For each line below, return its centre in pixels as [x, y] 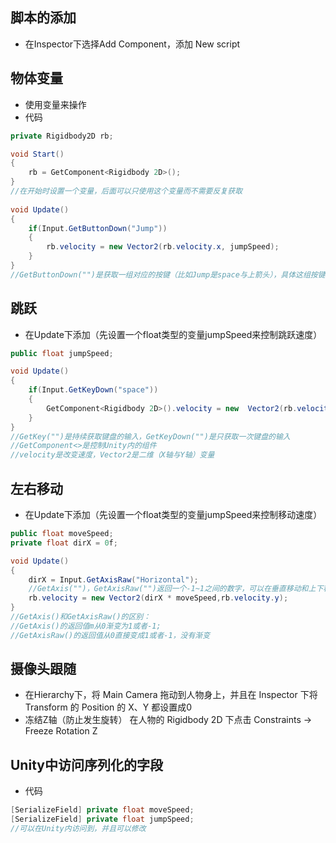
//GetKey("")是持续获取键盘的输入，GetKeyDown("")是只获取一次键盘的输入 [150, 436]
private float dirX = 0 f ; [64, 543]
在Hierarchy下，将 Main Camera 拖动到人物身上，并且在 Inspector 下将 [171, 695]
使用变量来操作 [55, 104]
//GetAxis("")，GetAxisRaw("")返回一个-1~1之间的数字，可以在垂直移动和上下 [176, 589]
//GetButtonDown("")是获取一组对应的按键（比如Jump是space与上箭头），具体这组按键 [168, 274]
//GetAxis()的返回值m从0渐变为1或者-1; [86, 626]
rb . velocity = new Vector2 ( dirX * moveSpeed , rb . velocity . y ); [158, 598]
